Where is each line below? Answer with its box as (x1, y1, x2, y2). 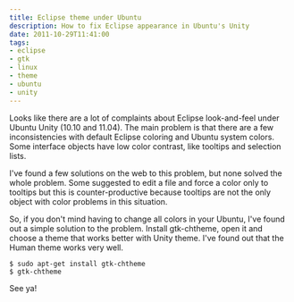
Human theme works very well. (9, 242, 123, 253)
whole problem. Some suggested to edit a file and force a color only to (9, 177, 269, 188)
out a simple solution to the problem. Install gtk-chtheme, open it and (9, 222, 264, 233)
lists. (9, 150, 27, 161)
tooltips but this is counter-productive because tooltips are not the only (9, 187, 271, 197)
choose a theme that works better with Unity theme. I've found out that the (9, 232, 284, 243)
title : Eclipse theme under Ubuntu (9, 13, 142, 22)
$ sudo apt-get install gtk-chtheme (9, 259, 146, 268)
